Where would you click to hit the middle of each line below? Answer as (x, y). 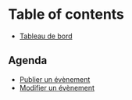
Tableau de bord (46, 36)
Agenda (28, 61)
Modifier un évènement (57, 87)
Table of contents (66, 14)
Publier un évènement (55, 79)
